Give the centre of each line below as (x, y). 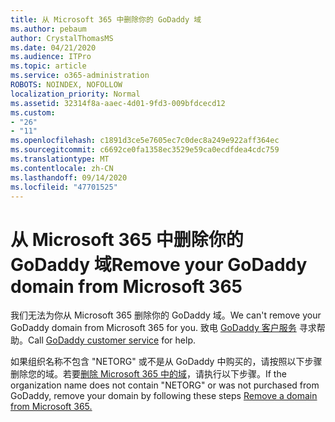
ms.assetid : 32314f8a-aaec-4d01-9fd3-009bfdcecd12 (118, 103)
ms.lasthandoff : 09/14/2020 (69, 177)
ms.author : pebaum (48, 29)
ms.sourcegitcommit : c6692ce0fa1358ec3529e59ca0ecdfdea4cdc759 (145, 150)
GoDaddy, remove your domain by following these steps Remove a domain (164, 396)
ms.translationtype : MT (60, 159)
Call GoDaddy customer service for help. (112, 340)
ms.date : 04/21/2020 (53, 47)
